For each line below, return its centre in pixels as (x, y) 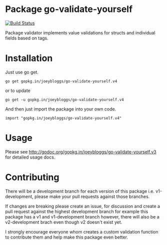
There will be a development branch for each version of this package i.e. (80, 191)
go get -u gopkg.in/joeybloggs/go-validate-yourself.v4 (64, 99)
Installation (29, 58)
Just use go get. (22, 72)
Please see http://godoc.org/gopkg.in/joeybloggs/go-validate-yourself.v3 (81, 151)
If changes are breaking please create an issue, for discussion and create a (83, 206)
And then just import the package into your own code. (61, 109)
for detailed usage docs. (30, 157)
